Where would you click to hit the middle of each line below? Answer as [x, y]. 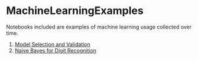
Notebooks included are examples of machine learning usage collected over [99, 27]
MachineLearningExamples [75, 11]
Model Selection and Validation [52, 44]
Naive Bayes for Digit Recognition [55, 50]
